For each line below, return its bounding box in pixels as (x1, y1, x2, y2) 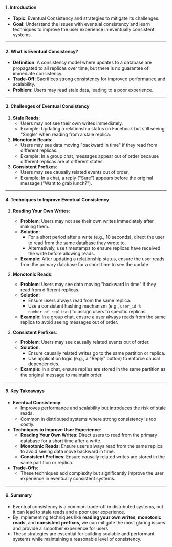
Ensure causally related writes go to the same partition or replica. (28, 349, 165, 356)
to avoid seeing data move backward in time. (20, 448, 115, 455)
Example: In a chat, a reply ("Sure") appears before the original (20, 174, 154, 181)
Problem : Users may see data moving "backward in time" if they (20, 281, 156, 287)
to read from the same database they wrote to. (28, 239, 126, 246)
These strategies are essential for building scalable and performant (12, 531, 155, 537)
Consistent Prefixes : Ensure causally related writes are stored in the (20, 454, 165, 460)
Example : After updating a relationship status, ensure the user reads (20, 256, 165, 262)
